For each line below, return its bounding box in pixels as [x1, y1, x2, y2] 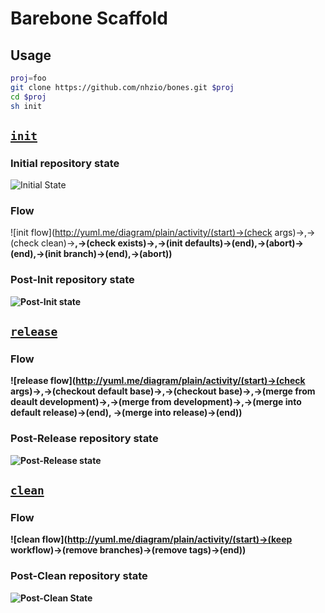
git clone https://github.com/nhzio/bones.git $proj [10, 82, 235, 92]
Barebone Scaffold [10, 7, 169, 30]
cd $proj [10, 92, 47, 102]
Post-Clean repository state [10, 569, 148, 583]
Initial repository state [10, 156, 120, 170]
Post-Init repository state [10, 273, 135, 287]
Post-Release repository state [10, 432, 159, 446]
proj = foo [10, 73, 47, 83]
